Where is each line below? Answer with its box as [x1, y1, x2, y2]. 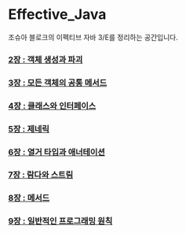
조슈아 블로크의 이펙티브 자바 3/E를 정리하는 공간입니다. [8, 32, 179, 42]
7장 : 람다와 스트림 [8, 169, 73, 180]
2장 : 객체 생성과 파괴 [8, 54, 83, 65]
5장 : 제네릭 [8, 124, 49, 135]
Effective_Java [8, 6, 107, 24]
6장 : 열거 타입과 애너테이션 [8, 146, 106, 157]
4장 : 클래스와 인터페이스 [8, 100, 97, 111]
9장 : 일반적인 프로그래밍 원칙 [8, 216, 113, 227]
